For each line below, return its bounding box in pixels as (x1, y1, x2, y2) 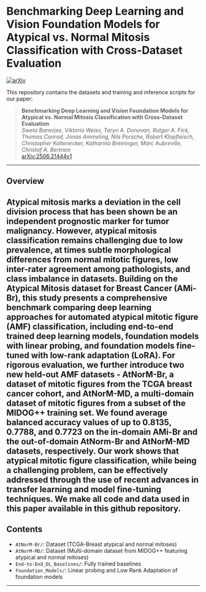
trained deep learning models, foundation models (6, 331, 199, 341)
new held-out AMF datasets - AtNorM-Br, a (6, 369, 175, 379)
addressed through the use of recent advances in (6, 474, 199, 485)
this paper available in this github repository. (6, 503, 181, 514)
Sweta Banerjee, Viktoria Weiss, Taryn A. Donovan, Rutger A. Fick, (21, 126, 190, 134)
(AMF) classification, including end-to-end (6, 321, 174, 332)
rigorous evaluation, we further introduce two (6, 360, 185, 370)
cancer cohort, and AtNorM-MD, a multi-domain (6, 388, 194, 399)
